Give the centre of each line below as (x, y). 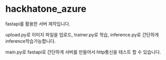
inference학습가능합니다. (31, 41)
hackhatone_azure (46, 9)
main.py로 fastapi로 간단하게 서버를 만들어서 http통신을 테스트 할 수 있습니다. (83, 52)
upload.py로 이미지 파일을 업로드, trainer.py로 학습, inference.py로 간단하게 (82, 34)
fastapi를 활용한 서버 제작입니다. (38, 24)
